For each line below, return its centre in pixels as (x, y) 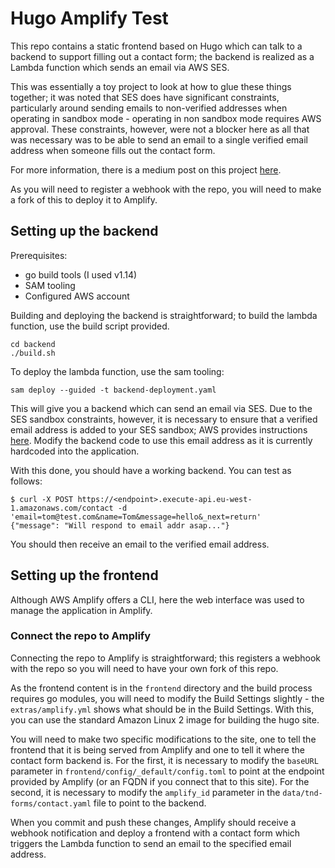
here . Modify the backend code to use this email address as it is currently (161, 440)
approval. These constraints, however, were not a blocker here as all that (160, 129)
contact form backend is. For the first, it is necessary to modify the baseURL (164, 760)
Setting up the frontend (84, 575)
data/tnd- (302, 793)
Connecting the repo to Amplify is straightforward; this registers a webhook (165, 658)
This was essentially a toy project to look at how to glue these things (151, 86)
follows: (26, 481)
